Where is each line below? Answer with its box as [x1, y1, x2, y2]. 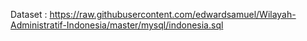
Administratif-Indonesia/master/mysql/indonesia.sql [10, 19, 224, 31]
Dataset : [10, 9, 48, 20]
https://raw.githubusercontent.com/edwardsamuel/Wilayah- [49, 9, 297, 20]
